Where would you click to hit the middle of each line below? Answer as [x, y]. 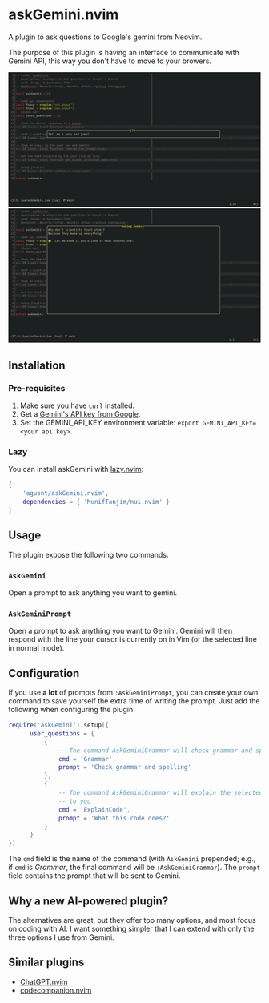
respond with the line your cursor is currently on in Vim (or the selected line [133, 639]
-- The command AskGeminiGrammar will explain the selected [161, 793]
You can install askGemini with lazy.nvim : [76, 469]
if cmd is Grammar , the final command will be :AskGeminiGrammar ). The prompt [134, 868]
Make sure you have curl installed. [77, 405]
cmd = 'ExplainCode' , [94, 810]
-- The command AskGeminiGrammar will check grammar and [155, 751]
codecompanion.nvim [56, 990]
